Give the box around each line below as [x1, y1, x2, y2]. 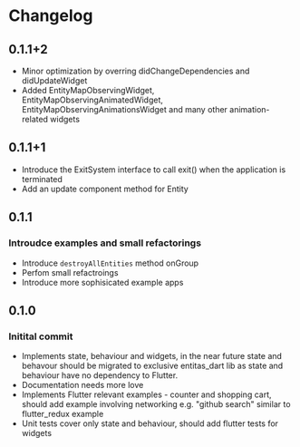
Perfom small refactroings [21, 267, 119, 277]
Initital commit [8, 330, 73, 343]
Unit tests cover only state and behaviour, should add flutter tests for [21, 418, 278, 429]
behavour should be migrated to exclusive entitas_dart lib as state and [21, 360, 284, 372]
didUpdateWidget [21, 75, 88, 86]
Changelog [8, 5, 93, 26]
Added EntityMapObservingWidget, [21, 85, 155, 95]
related [21, 114, 49, 124]
